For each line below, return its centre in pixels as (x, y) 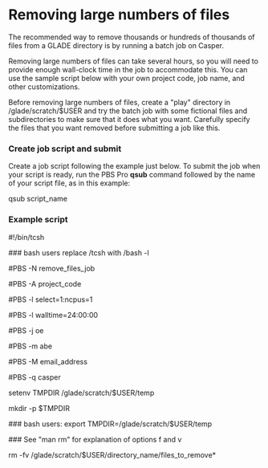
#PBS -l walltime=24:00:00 (53, 315)
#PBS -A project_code (45, 283)
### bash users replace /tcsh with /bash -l (79, 252)
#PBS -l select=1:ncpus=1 (51, 299)
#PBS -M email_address (48, 361)
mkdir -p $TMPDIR (39, 408)
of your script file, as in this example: (69, 183)
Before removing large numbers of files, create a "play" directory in (120, 102)
